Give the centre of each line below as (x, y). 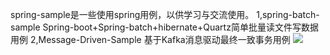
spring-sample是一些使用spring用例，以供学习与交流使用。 (132, 14)
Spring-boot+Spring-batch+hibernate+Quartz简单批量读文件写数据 (180, 27)
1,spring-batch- (288, 14)
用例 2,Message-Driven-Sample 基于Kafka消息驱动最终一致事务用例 (150, 39)
